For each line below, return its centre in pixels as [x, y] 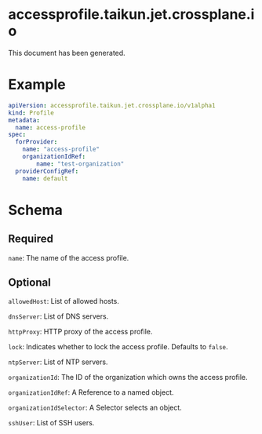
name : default [45, 178]
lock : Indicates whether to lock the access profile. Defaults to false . [118, 347]
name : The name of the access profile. [69, 257]
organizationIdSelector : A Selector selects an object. [95, 408]
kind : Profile [31, 113]
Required [31, 239]
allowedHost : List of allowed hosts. [64, 301]
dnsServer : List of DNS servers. [58, 316]
